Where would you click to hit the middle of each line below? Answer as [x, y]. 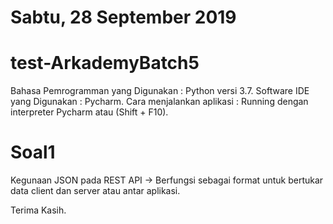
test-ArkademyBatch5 [105, 63]
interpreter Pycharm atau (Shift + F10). [89, 112]
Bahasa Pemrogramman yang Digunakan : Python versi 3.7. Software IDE [160, 91]
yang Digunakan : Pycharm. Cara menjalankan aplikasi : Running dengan [159, 102]
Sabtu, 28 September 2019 [123, 17]
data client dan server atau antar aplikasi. [95, 191]
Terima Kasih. [38, 210]
